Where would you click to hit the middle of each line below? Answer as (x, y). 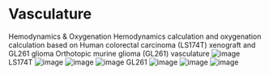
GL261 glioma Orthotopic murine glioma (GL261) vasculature (109, 53)
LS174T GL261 (78, 62)
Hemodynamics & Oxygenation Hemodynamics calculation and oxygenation (135, 36)
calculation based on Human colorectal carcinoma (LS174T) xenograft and (132, 44)
